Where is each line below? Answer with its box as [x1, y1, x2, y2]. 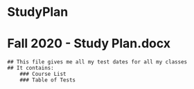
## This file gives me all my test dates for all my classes [7, 59, 188, 66]
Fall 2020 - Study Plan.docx [7, 36, 171, 52]
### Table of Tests [19, 77, 76, 83]
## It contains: [7, 65, 54, 72]
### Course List [19, 70, 67, 78]
